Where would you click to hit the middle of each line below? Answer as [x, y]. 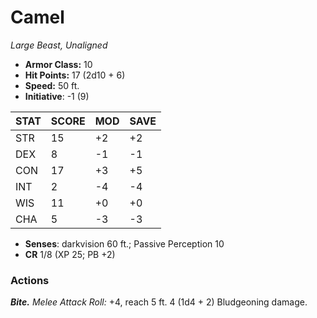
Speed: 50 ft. [52, 85]
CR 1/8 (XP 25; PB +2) [70, 254]
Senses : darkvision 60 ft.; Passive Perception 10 [124, 243]
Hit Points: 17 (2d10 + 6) [75, 75]
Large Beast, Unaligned [59, 45]
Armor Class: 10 [58, 64]
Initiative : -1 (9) [57, 96]
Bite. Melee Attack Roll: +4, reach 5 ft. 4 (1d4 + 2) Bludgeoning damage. [159, 302]
